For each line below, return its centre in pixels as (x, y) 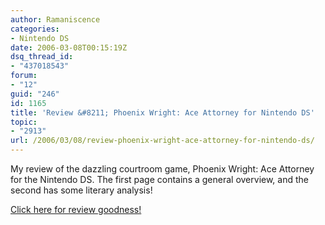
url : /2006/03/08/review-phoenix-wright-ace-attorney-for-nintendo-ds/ (162, 141)
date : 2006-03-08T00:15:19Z (69, 47)
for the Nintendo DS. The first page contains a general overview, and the (159, 179)
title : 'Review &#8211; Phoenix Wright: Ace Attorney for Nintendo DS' (162, 112)
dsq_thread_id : (42, 57)
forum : (24, 76)
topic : (24, 122)
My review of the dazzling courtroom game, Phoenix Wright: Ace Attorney (162, 169)
